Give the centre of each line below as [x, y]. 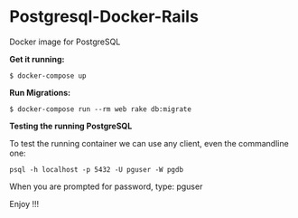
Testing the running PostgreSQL [71, 126]
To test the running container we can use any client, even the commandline [149, 143]
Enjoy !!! [24, 204]
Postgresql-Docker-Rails [104, 17]
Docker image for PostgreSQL [65, 42]
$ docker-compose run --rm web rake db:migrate [101, 109]
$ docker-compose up [48, 76]
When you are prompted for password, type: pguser [106, 186]
